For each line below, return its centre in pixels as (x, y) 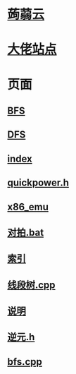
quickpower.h (38, 183)
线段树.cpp (31, 285)
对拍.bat (26, 233)
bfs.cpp (25, 362)
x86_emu (28, 206)
